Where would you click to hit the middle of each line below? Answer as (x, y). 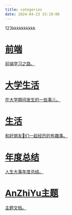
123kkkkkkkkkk (20, 28)
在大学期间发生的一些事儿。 (33, 100)
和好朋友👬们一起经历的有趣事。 (36, 136)
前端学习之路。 (20, 64)
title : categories (24, 10)
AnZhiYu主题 (32, 193)
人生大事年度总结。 (24, 172)
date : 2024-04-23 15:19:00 (32, 14)
